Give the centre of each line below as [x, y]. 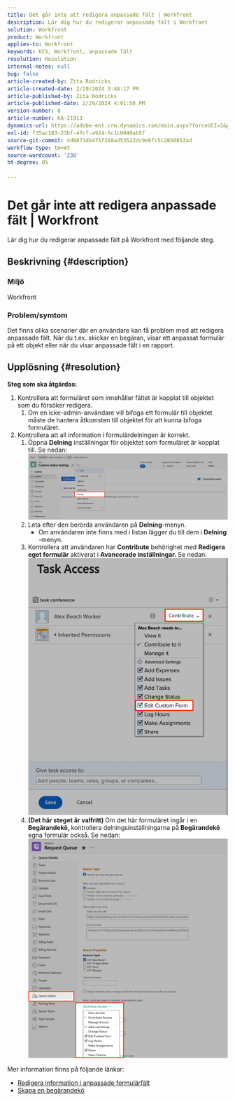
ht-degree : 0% [28, 162]
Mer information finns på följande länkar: [66, 1069]
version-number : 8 [34, 111]
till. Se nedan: [48, 450]
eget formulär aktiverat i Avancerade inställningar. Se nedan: [117, 554]
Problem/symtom [37, 315]
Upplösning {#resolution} [64, 367]
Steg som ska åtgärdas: [42, 384]
